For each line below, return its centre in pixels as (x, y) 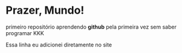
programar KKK (25, 33)
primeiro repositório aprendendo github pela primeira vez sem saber (91, 27)
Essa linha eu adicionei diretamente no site (59, 45)
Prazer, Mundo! (45, 10)
